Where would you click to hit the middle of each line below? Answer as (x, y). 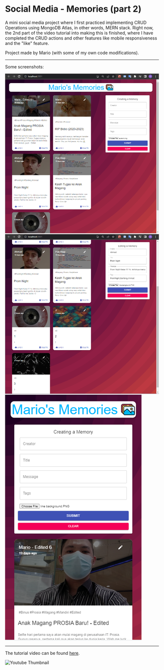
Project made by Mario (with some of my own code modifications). (72, 53)
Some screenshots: (24, 66)
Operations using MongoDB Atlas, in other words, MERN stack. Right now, (79, 27)
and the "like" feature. (27, 43)
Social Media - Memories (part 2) (73, 9)
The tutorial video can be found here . (42, 653)
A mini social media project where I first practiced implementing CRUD (76, 22)
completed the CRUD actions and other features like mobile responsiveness (81, 38)
